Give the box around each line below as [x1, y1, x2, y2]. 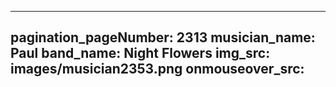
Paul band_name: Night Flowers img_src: [10, 45, 271, 62]
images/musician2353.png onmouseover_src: [10, 61, 305, 78]
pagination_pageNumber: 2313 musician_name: [10, 29, 316, 46]
